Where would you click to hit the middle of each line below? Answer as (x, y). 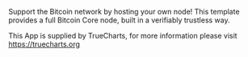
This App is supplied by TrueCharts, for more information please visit (123, 36)
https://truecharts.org (44, 44)
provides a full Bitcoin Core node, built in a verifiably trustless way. (119, 20)
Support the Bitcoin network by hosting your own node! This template (124, 12)
